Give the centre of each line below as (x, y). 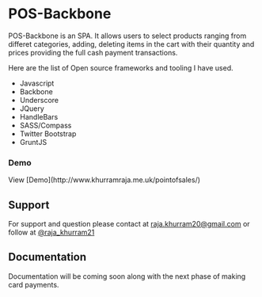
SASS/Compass (46, 125)
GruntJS (33, 142)
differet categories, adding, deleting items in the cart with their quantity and (131, 44)
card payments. (34, 284)
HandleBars (39, 116)
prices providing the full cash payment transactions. (93, 52)
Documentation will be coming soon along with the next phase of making (127, 276)
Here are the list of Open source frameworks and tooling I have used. (121, 67)
